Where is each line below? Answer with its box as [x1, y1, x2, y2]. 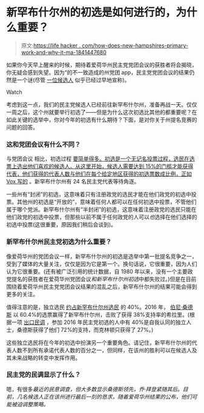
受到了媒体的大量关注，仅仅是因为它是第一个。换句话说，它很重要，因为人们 [6, 260, 197, 267]
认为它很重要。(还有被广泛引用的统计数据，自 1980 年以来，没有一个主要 [6, 268, 188, 275]
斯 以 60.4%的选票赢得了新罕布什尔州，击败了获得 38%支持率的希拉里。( [6, 311, 189, 318]
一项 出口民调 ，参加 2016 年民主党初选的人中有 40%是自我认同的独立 [11, 319, 186, 326]
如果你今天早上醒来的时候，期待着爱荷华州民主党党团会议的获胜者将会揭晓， [6, 61, 197, 68]
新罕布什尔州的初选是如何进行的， [6, 5, 177, 19]
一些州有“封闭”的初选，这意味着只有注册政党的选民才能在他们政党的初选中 [6, 191, 192, 198]
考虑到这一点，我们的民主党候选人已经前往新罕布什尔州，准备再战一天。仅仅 [6, 101, 197, 108]
